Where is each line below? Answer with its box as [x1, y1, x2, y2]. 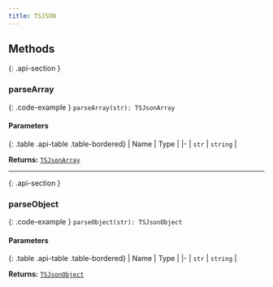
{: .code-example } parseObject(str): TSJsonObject [8, 217, 183, 227]
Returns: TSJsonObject [8, 269, 84, 279]
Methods [8, 42, 55, 56]
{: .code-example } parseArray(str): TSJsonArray [8, 102, 175, 112]
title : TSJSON [8, 11, 57, 20]
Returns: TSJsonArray [8, 154, 80, 164]
